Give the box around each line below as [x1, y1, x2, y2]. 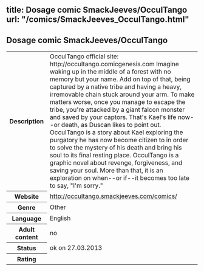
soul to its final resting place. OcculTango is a [49, 151, 179, 160]
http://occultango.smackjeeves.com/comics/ [49, 191, 177, 200]
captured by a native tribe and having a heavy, [49, 83, 182, 91]
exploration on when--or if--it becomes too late [49, 174, 190, 182]
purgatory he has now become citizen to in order [49, 136, 189, 145]
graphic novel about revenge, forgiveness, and [49, 159, 183, 167]
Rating [17, 255, 36, 263]
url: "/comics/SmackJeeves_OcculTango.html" [6, 15, 189, 25]
